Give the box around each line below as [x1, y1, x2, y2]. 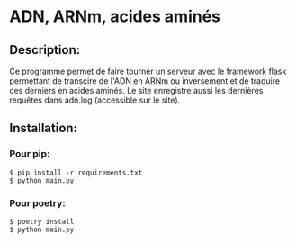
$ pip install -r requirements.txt [9, 168, 143, 177]
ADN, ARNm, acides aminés [9, 6, 221, 27]
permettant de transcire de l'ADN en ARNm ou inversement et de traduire [9, 76, 281, 86]
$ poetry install [9, 217, 75, 226]
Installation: [9, 121, 78, 136]
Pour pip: [9, 148, 50, 160]
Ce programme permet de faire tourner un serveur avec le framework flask [9, 66, 287, 76]
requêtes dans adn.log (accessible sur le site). [9, 94, 181, 105]
